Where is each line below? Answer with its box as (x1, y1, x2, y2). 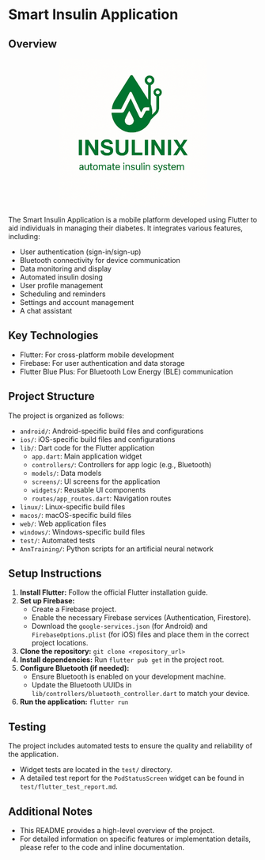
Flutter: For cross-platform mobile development (19, 350, 175, 360)
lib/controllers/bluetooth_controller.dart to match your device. (31, 689, 250, 698)
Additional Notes (8, 805, 93, 818)
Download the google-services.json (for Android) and (31, 622, 208, 631)
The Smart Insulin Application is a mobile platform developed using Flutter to (8, 215, 258, 224)
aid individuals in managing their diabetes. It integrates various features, (8, 223, 244, 233)
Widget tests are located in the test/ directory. (19, 765, 172, 774)
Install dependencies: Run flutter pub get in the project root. (19, 655, 225, 664)
